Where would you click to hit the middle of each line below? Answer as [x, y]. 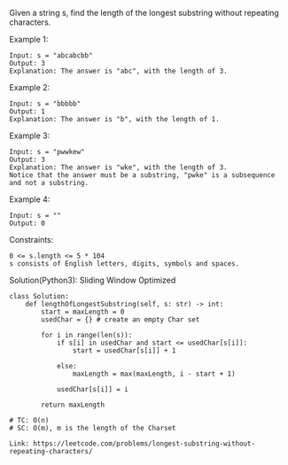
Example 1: [29, 39]
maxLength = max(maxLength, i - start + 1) [154, 374]
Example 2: [30, 87]
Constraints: [31, 240]
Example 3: [30, 136]
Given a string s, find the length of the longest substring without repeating [144, 13]
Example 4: [30, 199]
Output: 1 [27, 112]
